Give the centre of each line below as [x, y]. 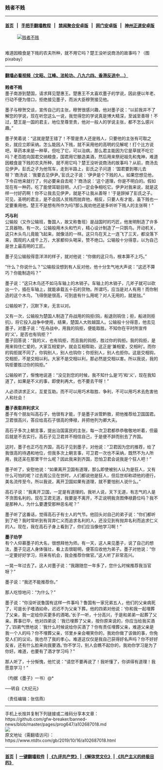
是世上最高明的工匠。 [26, 246]
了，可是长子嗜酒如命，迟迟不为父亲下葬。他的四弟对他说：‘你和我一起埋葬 [80, 608]
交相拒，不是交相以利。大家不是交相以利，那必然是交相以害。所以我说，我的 [81, 358]
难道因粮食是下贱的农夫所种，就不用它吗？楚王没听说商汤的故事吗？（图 [77, 53]
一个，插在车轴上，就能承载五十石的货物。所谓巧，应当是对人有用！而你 [81, 289]
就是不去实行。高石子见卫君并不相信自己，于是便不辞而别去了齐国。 [77, 436]
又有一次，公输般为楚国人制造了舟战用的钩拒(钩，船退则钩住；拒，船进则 [78, 316]
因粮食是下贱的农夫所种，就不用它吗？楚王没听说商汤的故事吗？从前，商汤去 [81, 163]
